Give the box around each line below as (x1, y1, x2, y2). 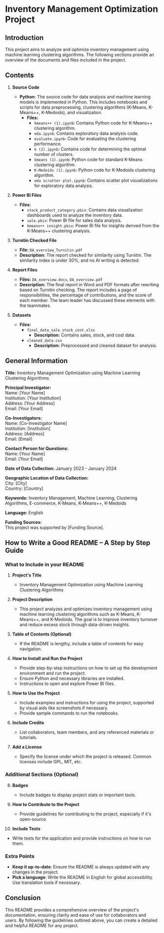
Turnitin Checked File (12, 237, 57, 243)
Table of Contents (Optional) (12, 631, 72, 637)
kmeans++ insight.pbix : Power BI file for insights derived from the (26, 222, 160, 228)
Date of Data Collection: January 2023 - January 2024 (5, 465, 117, 471)
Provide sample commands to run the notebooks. (19, 710, 119, 716)
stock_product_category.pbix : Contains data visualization (26, 207, 143, 212)
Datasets (12, 312, 31, 318)
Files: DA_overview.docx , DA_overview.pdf (19, 276, 103, 282)
